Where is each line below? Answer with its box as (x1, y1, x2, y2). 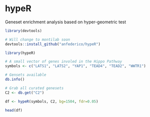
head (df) (5, 108, 23, 113)
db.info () (5, 77, 25, 82)
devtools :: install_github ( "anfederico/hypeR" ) (5, 42, 101, 47)
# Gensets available (5, 72, 47, 78)
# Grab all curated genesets (5, 85, 64, 90)
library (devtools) (5, 28, 42, 33)
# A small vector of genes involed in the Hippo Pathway (5, 59, 122, 64)
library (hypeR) (5, 50, 36, 55)
